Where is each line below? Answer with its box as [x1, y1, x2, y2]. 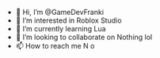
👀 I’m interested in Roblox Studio [15, 16, 122, 25]
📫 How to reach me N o [15, 42, 95, 50]
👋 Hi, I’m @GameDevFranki [15, 8, 105, 16]
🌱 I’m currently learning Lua [15, 24, 106, 33]
